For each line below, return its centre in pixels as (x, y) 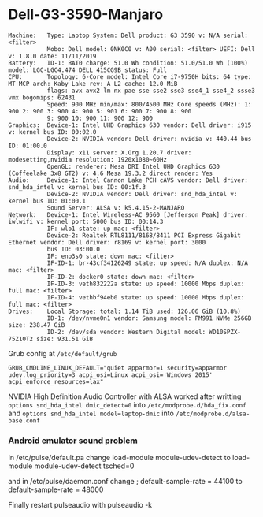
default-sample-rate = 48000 (56, 489)
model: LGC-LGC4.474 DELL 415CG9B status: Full (88, 70)
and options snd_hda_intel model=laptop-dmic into (91, 413)
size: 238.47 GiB (37, 325)
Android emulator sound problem (73, 441)
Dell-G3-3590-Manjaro (86, 15)
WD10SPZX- (225, 332)
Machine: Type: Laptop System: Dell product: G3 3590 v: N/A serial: (128, 35)
